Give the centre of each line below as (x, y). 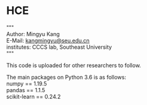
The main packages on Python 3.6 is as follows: (66, 77)
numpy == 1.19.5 (27, 84)
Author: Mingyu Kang (33, 34)
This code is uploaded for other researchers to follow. (74, 65)
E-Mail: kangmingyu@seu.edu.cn (48, 40)
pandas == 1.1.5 (26, 90)
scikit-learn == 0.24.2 (34, 96)
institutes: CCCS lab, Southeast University (59, 47)
